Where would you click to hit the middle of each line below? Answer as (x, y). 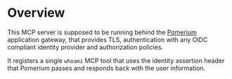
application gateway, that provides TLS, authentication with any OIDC (108, 39)
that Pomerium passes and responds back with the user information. (107, 68)
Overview (36, 13)
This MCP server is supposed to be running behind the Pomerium (102, 32)
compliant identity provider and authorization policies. (85, 47)
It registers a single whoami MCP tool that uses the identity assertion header (116, 60)
